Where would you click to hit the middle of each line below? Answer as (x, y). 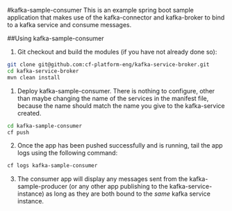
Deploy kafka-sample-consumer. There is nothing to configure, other (116, 91)
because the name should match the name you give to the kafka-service (121, 105)
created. (29, 113)
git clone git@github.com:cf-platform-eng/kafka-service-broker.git (108, 65)
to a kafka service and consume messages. (69, 25)
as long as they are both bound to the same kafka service (128, 194)
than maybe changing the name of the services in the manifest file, (113, 98)
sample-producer (42, 187)
